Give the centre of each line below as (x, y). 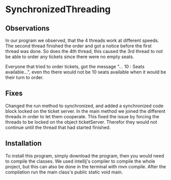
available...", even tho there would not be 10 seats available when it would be (86, 72)
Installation (23, 144)
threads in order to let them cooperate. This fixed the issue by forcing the (82, 116)
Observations (28, 28)
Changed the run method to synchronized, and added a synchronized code (84, 106)
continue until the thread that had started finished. (58, 127)
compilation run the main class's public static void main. (64, 172)
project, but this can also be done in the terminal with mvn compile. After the (86, 166)
